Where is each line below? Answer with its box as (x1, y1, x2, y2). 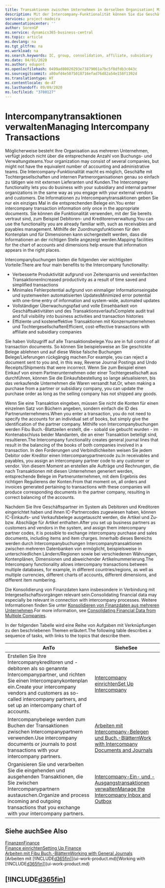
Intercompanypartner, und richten (7, 671, 86, 678)
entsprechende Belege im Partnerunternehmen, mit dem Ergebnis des (5, 473, 147, 480)
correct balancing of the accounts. (5, 494, 75, 500)
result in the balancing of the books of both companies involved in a (5, 442, 142, 448)
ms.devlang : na (5, 39, 36, 44)
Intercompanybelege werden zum (7, 716, 85, 723)
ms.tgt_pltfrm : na (5, 44, 43, 49)
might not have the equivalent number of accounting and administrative (5, 163, 150, 170)
